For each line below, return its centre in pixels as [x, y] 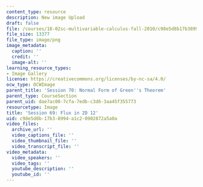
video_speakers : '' [36, 157]
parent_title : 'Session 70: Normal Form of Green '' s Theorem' [86, 90]
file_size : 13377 [28, 34]
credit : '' [25, 57]
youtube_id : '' [31, 175]
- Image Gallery [27, 74]
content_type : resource [36, 12]
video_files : [23, 124]
